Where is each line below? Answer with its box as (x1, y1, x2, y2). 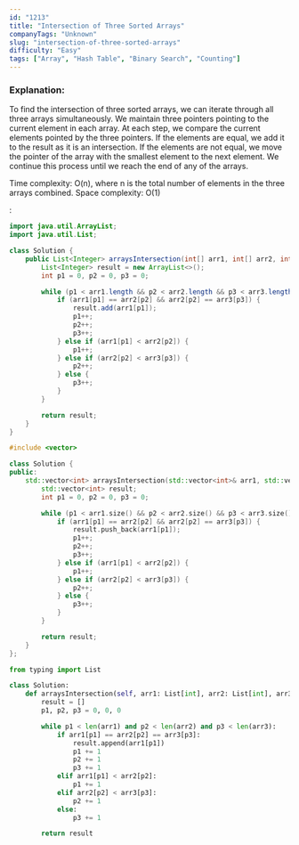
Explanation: (9, 84, 65, 96)
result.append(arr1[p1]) (72, 738, 166, 748)
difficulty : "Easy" (9, 46, 82, 55)
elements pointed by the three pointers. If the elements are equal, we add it (9, 133, 285, 143)
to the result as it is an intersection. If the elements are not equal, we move (9, 142, 283, 152)
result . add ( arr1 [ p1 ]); (72, 304, 158, 313)
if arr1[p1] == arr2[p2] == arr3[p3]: (56, 730, 201, 739)
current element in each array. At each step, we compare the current (9, 123, 261, 134)
